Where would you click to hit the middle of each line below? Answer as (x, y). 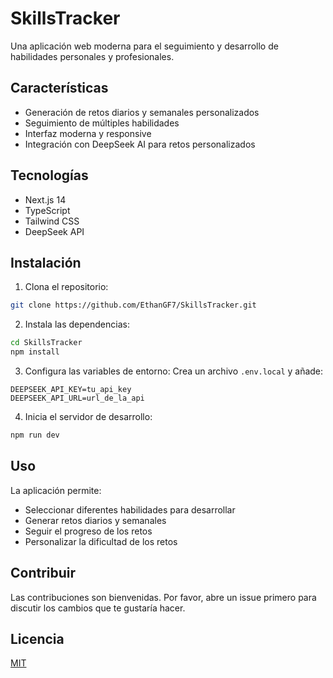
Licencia (37, 638)
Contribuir (43, 573)
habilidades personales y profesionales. (92, 56)
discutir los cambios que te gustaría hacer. (98, 608)
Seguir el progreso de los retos (88, 531)
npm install (35, 352)
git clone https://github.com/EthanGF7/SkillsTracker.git (133, 305)
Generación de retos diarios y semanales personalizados (142, 112)
